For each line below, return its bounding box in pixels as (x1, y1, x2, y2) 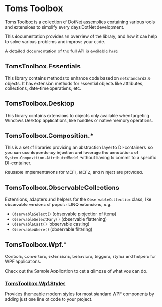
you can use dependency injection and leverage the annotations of (5, 150, 139, 155)
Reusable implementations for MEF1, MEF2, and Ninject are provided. (5, 170, 143, 175)
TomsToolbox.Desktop (5, 100, 75, 108)
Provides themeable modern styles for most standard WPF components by (5, 291, 154, 297)
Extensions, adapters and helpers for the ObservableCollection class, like (5, 196, 152, 202)
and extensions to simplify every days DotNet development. (5, 24, 125, 30)
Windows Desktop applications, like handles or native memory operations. (5, 118, 153, 123)
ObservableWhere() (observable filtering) (12, 226, 93, 232)
